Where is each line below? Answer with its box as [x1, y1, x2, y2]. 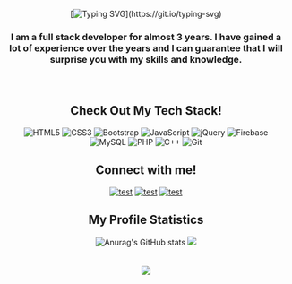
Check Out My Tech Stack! [70, 103, 222, 118]
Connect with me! [95, 162, 197, 178]
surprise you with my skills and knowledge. [49, 53, 243, 65]
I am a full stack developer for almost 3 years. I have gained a [10, 30, 282, 43]
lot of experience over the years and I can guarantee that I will [8, 41, 284, 54]
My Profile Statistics [88, 211, 204, 228]
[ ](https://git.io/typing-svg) [70, 9, 222, 19]
